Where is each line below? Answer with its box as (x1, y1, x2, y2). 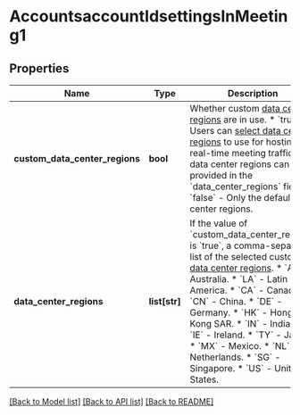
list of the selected (189, 251, 268, 262)
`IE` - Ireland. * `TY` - (189, 328, 282, 341)
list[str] (148, 295, 181, 307)
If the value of (189, 217, 248, 229)
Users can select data (189, 125, 281, 137)
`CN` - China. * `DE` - (189, 295, 283, 307)
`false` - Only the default (189, 192, 294, 203)
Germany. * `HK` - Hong (189, 306, 293, 319)
